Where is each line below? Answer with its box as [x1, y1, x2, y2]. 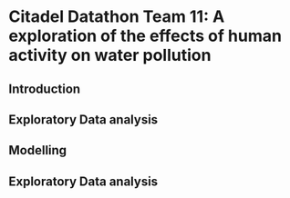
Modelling [8, 143, 67, 158]
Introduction [8, 81, 81, 96]
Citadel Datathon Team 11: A [8, 6, 225, 27]
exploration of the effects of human [8, 25, 282, 46]
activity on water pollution [8, 45, 212, 65]
